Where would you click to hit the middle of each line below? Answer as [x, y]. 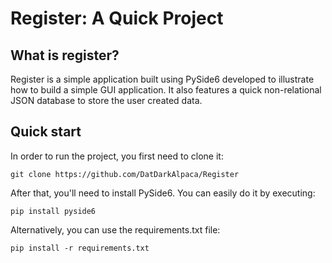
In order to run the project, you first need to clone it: [117, 156]
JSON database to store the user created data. [106, 100]
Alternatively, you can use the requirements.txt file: [115, 229]
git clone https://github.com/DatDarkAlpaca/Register [125, 174]
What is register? [65, 55]
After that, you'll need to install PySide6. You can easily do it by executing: [163, 193]
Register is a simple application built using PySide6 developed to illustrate [162, 79]
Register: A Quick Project [117, 18]
